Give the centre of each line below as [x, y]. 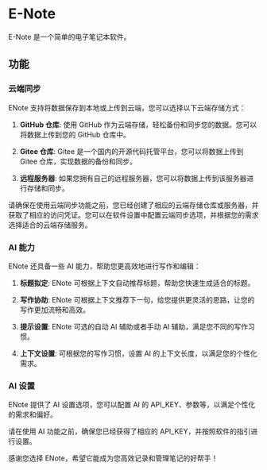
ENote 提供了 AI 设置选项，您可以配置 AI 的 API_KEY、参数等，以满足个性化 [132, 405]
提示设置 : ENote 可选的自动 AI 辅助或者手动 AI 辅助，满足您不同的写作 [134, 326]
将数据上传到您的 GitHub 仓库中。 [75, 134]
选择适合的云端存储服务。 [50, 225]
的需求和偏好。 [33, 414]
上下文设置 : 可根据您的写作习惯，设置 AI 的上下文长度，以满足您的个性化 [139, 353]
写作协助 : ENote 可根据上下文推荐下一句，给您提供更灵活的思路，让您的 [137, 299]
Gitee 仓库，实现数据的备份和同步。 [78, 161]
